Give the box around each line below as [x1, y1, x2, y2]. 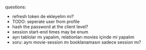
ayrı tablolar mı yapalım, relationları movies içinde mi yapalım [12, 34, 135, 40]
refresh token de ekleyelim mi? [12, 14, 74, 19]
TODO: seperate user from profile [12, 19, 80, 24]
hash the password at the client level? [12, 24, 88, 30]
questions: [5, 4, 26, 10]
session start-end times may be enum [12, 29, 89, 34]
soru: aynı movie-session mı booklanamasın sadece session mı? [12, 39, 142, 45]
